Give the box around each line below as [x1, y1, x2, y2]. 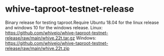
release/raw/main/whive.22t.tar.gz [5, 35, 75, 41]
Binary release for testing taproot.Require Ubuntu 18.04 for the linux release [5, 19, 159, 25]
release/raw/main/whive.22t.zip [5, 45, 70, 51]
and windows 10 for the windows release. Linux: [5, 24, 103, 30]
